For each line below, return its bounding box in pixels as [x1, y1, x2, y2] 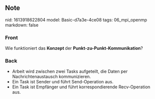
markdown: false [5, 22, 39, 28]
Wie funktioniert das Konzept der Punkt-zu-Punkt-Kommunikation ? [5, 45, 143, 51]
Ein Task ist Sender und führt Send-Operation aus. [12, 79, 114, 85]
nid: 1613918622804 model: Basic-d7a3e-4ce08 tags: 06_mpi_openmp [5, 17, 147, 22]
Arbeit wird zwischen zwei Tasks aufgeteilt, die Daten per [12, 68, 128, 75]
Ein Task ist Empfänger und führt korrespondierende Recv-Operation [12, 84, 151, 90]
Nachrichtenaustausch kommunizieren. [12, 74, 91, 79]
